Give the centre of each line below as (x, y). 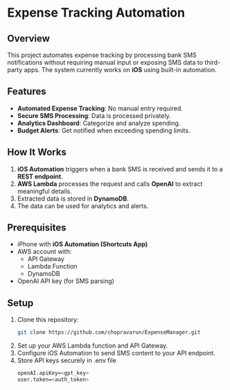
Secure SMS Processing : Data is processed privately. (94, 115)
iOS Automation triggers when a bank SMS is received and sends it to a (120, 169)
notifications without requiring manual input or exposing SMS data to (105, 62)
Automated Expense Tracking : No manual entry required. (100, 108)
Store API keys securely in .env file (67, 361)
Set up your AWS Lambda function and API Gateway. (92, 346)
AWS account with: (44, 252)
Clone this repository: (48, 320)
